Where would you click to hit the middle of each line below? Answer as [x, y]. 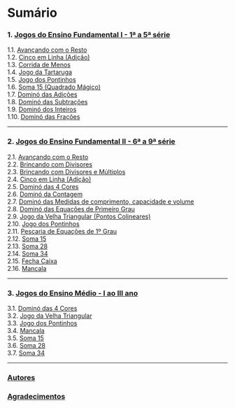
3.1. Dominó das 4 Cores [42, 309]
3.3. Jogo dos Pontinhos [42, 323]
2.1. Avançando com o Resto [48, 157]
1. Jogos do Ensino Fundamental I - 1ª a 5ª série [89, 35]
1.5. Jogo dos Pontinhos [42, 80]
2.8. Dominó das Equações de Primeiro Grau [71, 209]
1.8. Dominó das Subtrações [48, 102]
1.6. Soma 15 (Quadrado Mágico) [54, 87]
